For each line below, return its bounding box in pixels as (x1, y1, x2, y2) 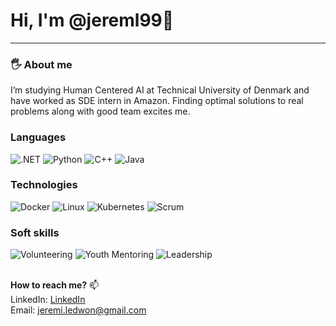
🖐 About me (10, 57, 73, 71)
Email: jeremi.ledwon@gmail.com (10, 304, 147, 316)
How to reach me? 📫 (10, 279, 100, 291)
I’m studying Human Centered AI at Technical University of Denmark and (10, 84, 310, 96)
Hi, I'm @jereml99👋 (10, 9, 175, 32)
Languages (10, 130, 67, 144)
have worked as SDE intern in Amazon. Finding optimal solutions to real (10, 95, 304, 107)
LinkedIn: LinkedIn (10, 294, 86, 306)
